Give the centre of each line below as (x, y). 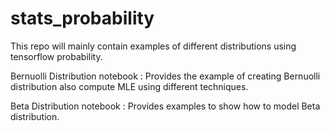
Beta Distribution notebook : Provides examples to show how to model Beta (165, 106)
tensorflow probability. (56, 56)
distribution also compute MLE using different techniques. (129, 86)
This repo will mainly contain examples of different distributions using (153, 46)
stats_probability (82, 18)
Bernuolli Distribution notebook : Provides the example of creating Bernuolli (165, 76)
